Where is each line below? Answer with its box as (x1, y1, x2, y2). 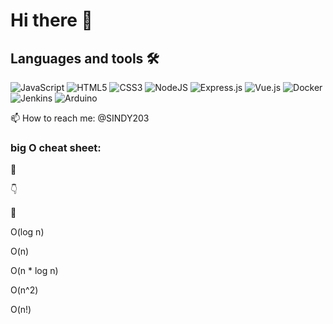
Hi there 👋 (10, 9, 93, 32)
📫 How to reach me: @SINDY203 (10, 112, 150, 124)
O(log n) (10, 226, 45, 238)
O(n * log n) (10, 265, 59, 277)
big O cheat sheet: (10, 140, 102, 154)
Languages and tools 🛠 (10, 50, 160, 67)
